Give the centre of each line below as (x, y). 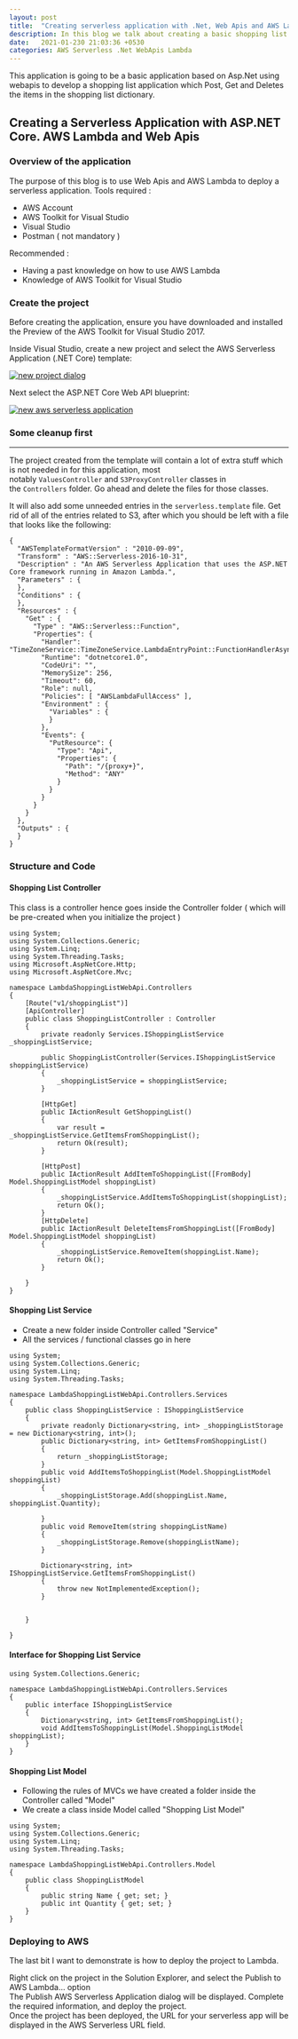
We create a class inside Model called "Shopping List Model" (133, 1810)
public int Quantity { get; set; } (107, 1904)
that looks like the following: (60, 525)
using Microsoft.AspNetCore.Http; (73, 964)
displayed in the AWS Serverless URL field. (87, 2025)
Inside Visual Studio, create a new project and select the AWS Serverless (142, 349)
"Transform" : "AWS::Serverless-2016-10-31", (103, 557)
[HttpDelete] (65, 1221)
